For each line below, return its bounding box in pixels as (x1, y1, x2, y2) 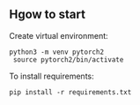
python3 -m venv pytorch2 (9, 48, 104, 56)
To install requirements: (9, 71, 94, 81)
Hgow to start (9, 7, 86, 22)
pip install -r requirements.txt (9, 87, 132, 96)
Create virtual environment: (9, 30, 108, 41)
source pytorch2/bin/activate (12, 55, 124, 64)
